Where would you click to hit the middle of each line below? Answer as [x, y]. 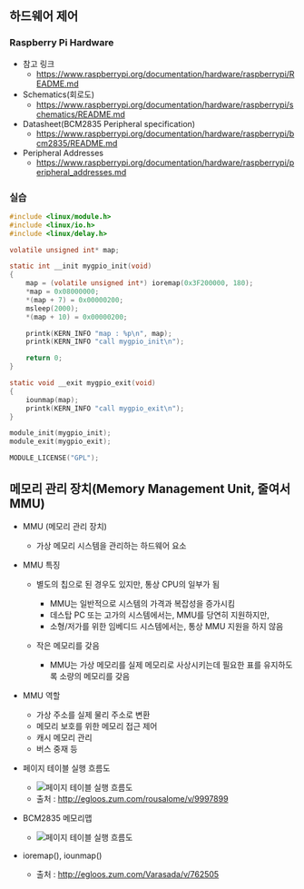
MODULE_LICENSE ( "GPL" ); [54, 458]
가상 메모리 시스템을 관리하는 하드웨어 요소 [112, 545]
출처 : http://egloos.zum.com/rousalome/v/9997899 [132, 798]
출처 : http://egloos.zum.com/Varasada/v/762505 [127, 874]
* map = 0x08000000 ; [63, 292]
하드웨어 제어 [44, 16]
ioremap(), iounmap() [62, 855]
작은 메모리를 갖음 [68, 645]
